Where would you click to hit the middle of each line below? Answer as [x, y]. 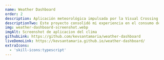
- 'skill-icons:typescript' [38, 50]
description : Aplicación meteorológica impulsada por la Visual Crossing [82, 18]
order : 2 [14, 14]
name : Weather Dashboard [30, 9]
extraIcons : [17, 45]
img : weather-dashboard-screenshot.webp [47, 28]
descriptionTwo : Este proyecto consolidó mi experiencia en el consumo [79, 23]
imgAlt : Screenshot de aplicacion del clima [51, 32]
